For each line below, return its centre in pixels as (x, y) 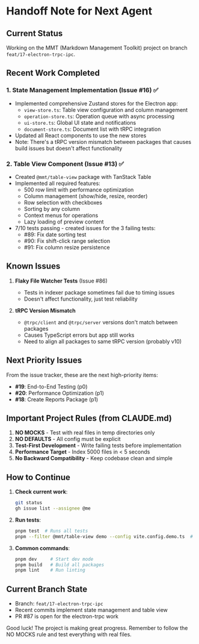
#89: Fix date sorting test (55, 234)
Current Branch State (47, 589)
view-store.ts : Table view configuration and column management (106, 110)
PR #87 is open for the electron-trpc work (67, 616)
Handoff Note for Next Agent (79, 11)
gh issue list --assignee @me (53, 508)
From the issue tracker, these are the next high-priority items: (82, 375)
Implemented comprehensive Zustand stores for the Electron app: (96, 103)
